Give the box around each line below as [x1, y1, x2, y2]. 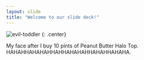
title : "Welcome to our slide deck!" [6, 14, 100, 20]
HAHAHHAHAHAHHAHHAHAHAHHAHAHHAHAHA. [6, 48, 132, 55]
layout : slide [6, 8, 41, 15]
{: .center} [41, 30, 66, 37]
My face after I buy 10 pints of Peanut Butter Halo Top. [6, 42, 139, 49]
